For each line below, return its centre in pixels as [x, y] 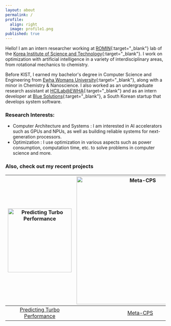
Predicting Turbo [40, 310]
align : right [24, 24]
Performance [40, 316]
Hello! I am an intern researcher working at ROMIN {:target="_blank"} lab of [84, 48]
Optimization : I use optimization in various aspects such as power [82, 142]
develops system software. [34, 102]
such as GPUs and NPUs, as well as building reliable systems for [80, 131]
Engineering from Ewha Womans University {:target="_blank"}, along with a [84, 80]
